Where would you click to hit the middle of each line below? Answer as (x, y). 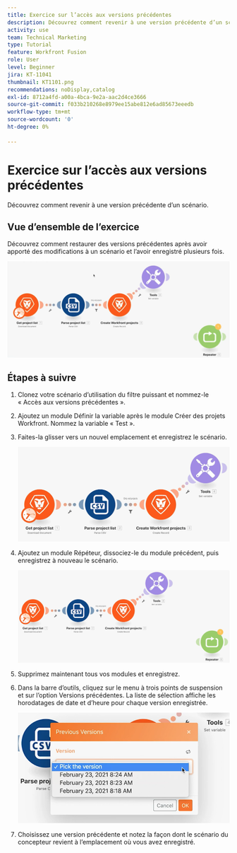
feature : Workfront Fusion (47, 52)
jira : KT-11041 (30, 74)
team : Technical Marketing (47, 37)
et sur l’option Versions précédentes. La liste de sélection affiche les (117, 695)
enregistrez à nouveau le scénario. (68, 561)
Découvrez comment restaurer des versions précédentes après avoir (108, 244)
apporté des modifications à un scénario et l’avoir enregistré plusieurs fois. (116, 252)
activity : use (28, 30)
